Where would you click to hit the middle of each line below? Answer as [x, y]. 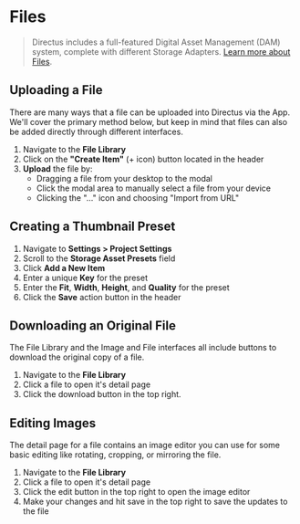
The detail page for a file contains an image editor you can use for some [145, 445]
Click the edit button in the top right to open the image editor [136, 492]
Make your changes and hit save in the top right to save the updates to [155, 502]
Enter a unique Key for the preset [85, 278]
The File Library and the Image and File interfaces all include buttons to [143, 348]
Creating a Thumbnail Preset [93, 227]
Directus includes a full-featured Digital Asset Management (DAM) [156, 42]
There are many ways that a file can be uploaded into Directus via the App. [150, 112]
